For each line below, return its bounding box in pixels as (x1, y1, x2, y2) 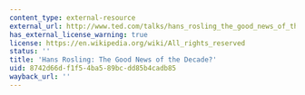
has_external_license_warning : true (9, 30, 148, 39)
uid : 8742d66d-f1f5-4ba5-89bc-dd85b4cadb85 (9, 64, 177, 73)
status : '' (9, 47, 51, 56)
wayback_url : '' (9, 72, 71, 81)
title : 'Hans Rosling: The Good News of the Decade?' (9, 55, 218, 64)
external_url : (9, 22, 64, 31)
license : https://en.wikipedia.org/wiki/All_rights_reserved (9, 38, 246, 48)
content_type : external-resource (9, 13, 136, 23)
